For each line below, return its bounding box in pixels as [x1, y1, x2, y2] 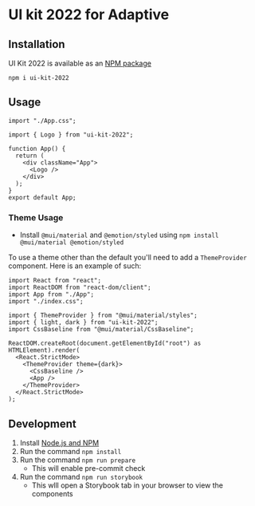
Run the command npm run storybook [19, 472, 143, 481]
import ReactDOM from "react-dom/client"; [8, 283, 151, 292]
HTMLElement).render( [8, 346, 80, 354]
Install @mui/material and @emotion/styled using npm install [19, 230, 219, 240]
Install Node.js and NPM [19, 437, 100, 448]
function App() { [8, 144, 66, 152]
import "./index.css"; [8, 298, 84, 306]
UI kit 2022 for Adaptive [8, 6, 170, 24]
